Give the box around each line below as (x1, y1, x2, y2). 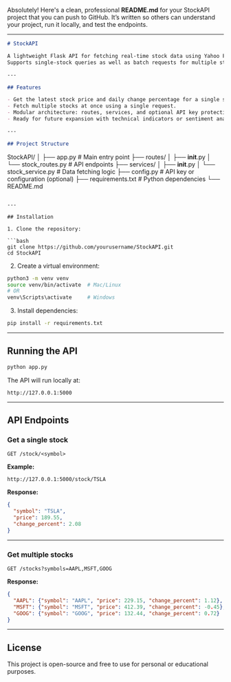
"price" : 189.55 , (13, 514, 63, 522)
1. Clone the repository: (7, 225, 81, 233)
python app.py (7, 363, 48, 370)
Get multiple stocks (7, 550, 74, 560)
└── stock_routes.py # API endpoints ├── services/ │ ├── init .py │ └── (7, 160, 215, 168)
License (7, 641, 42, 653)
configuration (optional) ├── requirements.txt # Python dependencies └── (7, 175, 221, 183)
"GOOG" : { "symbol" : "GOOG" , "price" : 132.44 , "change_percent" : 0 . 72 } (13, 610, 220, 617)
